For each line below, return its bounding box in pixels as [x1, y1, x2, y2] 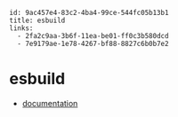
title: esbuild [9, 16, 66, 25]
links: [9, 24, 34, 33]
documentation [21, 97, 78, 108]
